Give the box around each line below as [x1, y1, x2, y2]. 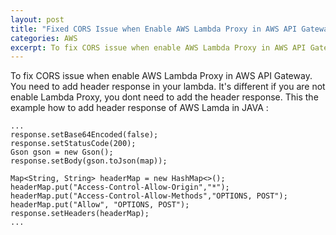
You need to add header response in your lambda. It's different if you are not [10, 81, 326, 93]
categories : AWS [10, 33, 78, 43]
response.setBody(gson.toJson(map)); [10, 156, 168, 166]
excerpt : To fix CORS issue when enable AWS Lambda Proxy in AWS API [10, 42, 307, 53]
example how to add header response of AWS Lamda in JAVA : [10, 102, 269, 114]
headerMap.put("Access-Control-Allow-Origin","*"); [10, 182, 230, 193]
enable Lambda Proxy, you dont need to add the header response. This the [10, 91, 319, 103]
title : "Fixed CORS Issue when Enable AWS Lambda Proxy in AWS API [10, 24, 298, 34]
